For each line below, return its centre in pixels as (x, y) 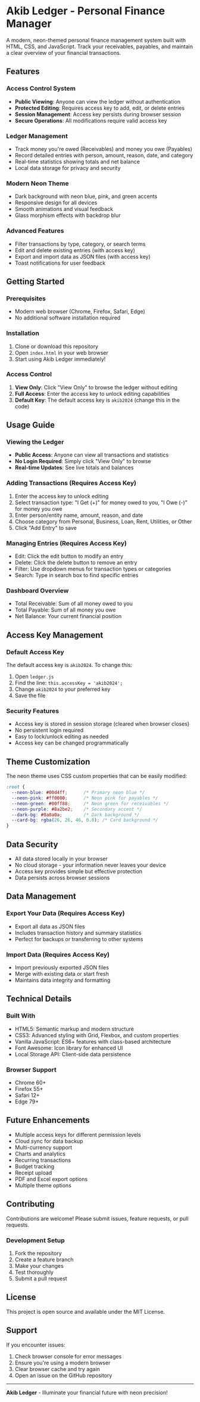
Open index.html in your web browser (61, 352)
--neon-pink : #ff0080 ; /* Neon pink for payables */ (85, 798)
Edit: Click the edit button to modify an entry (69, 556)
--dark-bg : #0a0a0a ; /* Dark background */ (76, 815)
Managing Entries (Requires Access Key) (66, 543)
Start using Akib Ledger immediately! (60, 359)
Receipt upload (33, 1173)
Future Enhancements (48, 1120)
